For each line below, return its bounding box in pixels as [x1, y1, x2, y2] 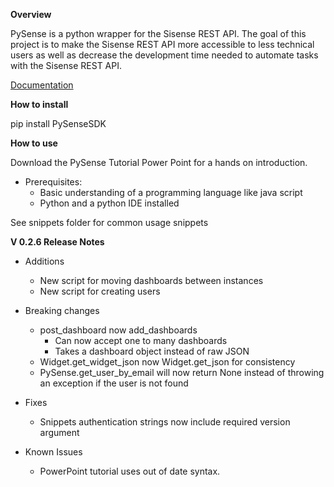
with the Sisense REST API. [10, 60, 122, 71]
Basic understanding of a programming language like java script [39, 187, 303, 198]
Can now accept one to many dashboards [54, 335, 228, 346]
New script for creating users [39, 285, 161, 297]
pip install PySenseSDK [10, 118, 107, 129]
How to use [10, 137, 58, 149]
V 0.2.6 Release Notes [10, 236, 105, 248]
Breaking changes [24, 305, 100, 316]
